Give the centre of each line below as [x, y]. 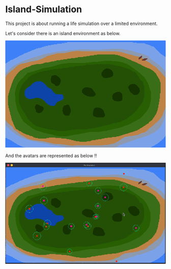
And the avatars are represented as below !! [51, 155]
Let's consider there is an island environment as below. [63, 33]
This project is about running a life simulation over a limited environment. [81, 23]
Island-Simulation [44, 9]
